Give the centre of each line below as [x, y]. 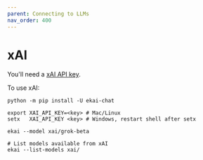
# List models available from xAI [58, 144]
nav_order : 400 [30, 20]
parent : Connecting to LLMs [48, 14]
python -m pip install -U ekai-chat [61, 101]
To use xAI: [24, 88]
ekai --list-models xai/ [44, 150]
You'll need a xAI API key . [44, 74]
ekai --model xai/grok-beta [48, 132]
